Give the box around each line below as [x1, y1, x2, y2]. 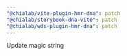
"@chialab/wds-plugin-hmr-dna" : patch [6, 23, 117, 29]
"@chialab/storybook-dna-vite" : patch [6, 16, 117, 23]
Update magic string [6, 42, 65, 50]
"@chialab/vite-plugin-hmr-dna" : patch [6, 10, 121, 17]
